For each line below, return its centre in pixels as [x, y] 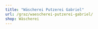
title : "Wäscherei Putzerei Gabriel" [45, 10]
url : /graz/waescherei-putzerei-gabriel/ [49, 14]
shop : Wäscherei [22, 19]
